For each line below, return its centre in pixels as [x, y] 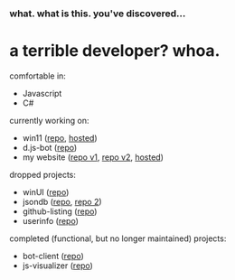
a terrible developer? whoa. [115, 51]
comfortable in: [38, 76]
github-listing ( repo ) [60, 211]
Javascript [42, 93]
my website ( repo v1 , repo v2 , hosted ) [93, 157]
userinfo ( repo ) [51, 220]
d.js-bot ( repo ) [50, 147]
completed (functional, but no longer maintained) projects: [118, 238]
